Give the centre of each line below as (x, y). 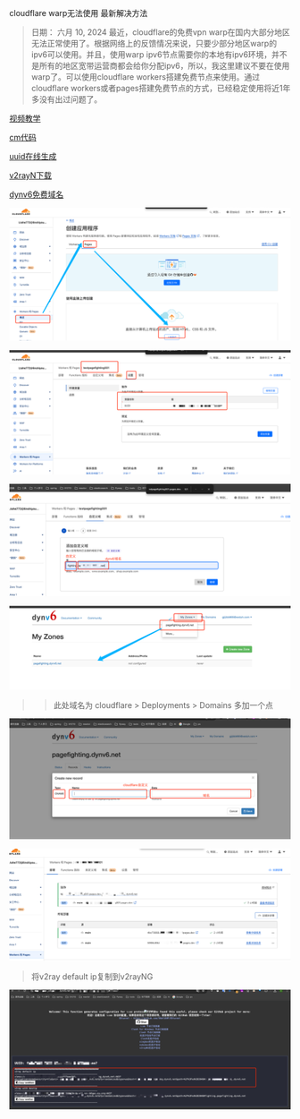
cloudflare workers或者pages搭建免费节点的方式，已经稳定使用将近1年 (161, 88)
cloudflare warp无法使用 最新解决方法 (79, 13)
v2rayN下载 (30, 175)
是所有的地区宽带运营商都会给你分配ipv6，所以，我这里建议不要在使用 (160, 66)
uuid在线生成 (33, 156)
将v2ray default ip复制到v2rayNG (92, 976)
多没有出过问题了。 (67, 99)
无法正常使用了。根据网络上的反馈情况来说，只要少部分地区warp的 (154, 43)
